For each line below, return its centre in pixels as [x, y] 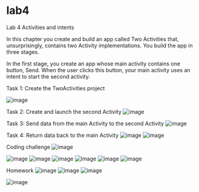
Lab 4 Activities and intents [40, 27]
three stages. [23, 51]
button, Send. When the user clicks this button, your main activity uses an [99, 70]
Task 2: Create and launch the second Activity [64, 111]
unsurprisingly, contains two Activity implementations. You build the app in [99, 45]
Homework [20, 170]
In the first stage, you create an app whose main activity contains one [93, 64]
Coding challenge [28, 147]
